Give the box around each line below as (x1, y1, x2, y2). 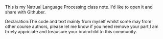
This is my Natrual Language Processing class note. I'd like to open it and (5, 4, 153, 10)
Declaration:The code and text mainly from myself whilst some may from (5, 19, 152, 24)
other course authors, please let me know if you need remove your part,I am (5, 24, 159, 29)
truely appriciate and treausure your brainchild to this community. (5, 29, 137, 34)
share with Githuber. (5, 9, 46, 15)
